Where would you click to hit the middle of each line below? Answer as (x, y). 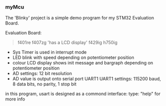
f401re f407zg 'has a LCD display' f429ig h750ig (67, 42)
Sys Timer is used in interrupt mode (50, 52)
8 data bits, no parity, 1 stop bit (45, 84)
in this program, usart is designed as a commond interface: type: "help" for (83, 94)
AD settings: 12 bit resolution (42, 73)
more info (15, 99)
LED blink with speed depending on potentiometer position (73, 57)
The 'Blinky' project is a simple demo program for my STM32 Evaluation (80, 18)
